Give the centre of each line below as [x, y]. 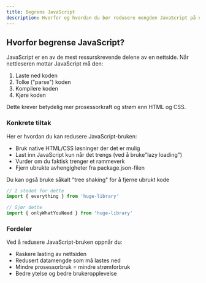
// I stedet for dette [35, 191]
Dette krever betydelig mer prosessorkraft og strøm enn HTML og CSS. [96, 107]
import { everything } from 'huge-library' [63, 197]
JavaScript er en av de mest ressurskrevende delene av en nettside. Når [97, 57]
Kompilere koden [36, 89]
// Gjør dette [25, 208]
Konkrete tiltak [29, 123]
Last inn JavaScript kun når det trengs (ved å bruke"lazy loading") [99, 154]
